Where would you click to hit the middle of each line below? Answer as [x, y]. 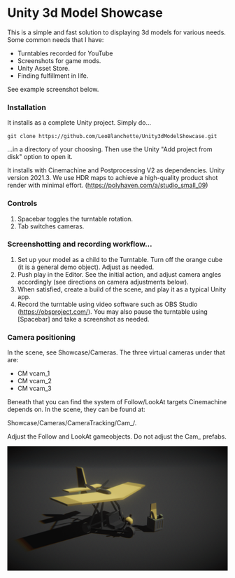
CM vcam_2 [35, 381]
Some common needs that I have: [56, 39]
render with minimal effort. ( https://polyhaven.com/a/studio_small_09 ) [108, 185]
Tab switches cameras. [51, 226]
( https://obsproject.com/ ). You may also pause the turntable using [112, 311]
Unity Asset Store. [43, 68]
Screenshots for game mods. [59, 60]
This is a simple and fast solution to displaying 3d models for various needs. [116, 32]
